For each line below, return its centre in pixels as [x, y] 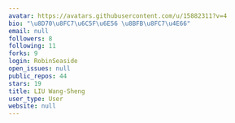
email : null [28, 31]
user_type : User [36, 99]
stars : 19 [25, 83]
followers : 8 [30, 38]
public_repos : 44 [38, 76]
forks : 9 [23, 53]
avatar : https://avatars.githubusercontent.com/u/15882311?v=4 [118, 16]
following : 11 [33, 46]
